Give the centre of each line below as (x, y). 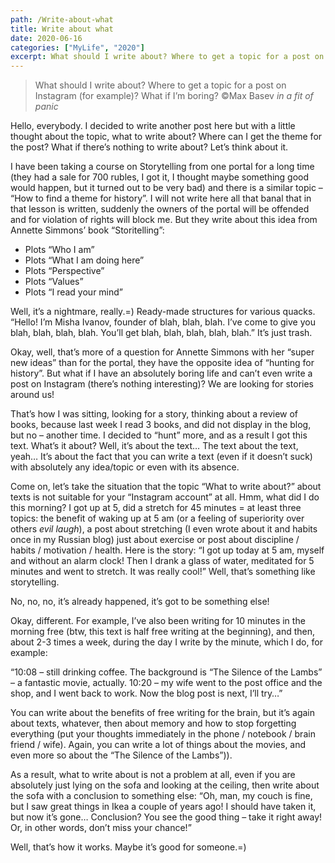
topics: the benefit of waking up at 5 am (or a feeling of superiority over (157, 518)
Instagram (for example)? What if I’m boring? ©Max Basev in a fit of (174, 96)
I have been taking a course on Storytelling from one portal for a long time (162, 167)
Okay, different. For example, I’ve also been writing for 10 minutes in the (158, 621)
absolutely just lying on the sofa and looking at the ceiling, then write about (165, 785)
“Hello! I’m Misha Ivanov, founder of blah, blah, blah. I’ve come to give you (163, 322)
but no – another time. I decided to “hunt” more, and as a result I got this (159, 435)
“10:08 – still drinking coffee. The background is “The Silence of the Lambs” (166, 672)
